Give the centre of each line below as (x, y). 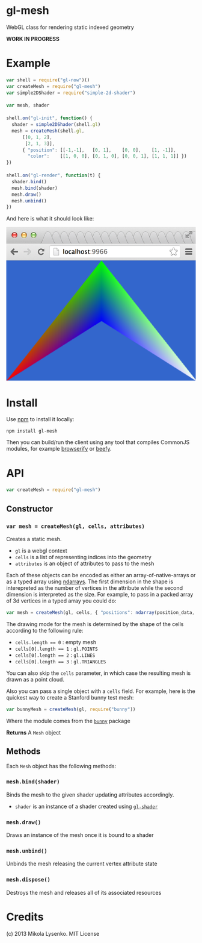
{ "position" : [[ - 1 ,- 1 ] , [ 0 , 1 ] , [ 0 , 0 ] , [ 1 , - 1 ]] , (99, 150)
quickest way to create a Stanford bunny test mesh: (70, 697)
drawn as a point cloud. (35, 679)
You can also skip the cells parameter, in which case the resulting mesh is (99, 673)
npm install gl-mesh (32, 431)
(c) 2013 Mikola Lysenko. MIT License (53, 933)
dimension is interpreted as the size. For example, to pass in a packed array (100, 594)
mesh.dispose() (29, 880)
